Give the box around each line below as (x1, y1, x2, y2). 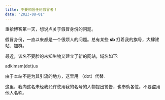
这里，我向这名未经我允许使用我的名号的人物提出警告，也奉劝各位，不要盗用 (5, 83, 161, 89)
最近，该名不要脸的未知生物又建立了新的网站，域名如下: (5, 53, 119, 59)
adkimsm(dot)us (5, 63, 38, 69)
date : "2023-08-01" (5, 12, 45, 17)
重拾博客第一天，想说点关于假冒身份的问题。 (5, 26, 96, 32)
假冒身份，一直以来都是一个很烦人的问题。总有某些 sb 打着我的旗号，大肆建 (5, 36, 160, 42)
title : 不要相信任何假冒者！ (5, 7, 58, 12)
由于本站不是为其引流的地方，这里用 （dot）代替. (5, 73, 105, 79)
